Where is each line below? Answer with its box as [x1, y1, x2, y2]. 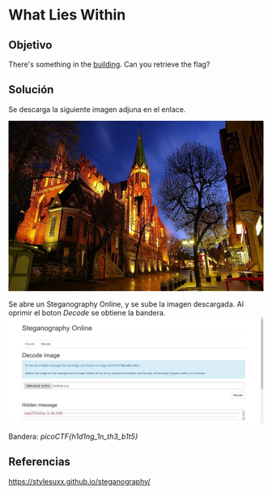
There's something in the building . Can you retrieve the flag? [8, 59, 210, 69]
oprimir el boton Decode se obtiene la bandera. [8, 307, 166, 317]
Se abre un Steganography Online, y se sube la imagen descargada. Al [8, 299, 244, 309]
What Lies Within [8, 6, 126, 24]
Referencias [8, 455, 71, 469]
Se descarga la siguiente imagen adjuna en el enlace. [8, 104, 186, 114]
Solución [8, 83, 54, 97]
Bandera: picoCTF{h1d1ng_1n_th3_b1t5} [8, 432, 139, 441]
